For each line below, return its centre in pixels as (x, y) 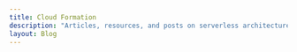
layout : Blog (33, 33)
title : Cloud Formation (53, 17)
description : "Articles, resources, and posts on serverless (124, 26)
